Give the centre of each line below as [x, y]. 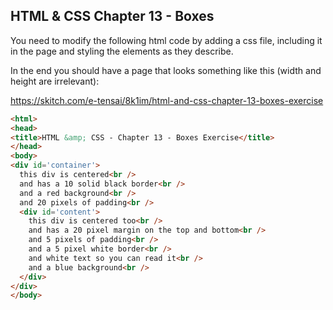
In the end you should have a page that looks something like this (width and [166, 70]
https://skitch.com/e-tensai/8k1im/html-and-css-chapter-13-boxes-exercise [167, 100]
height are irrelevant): [55, 81]
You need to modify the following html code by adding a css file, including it [166, 40]
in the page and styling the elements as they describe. [122, 51]
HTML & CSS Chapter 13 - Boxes [112, 16]
